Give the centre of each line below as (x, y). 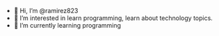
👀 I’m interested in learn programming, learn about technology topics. (113, 18)
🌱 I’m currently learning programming (67, 25)
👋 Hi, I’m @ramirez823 (46, 11)
